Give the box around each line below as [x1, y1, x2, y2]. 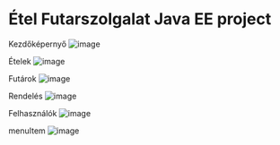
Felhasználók [8, 107, 57, 118]
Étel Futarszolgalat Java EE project [8, 9, 272, 30]
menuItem [8, 125, 46, 136]
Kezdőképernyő [8, 38, 67, 49]
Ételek [8, 55, 32, 66]
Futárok [8, 72, 37, 84]
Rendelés [8, 90, 43, 101]
